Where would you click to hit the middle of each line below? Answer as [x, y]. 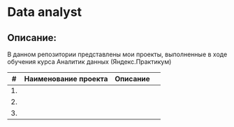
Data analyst [45, 12]
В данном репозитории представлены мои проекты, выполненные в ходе [117, 54]
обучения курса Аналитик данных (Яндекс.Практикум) [89, 62]
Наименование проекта [66, 79]
